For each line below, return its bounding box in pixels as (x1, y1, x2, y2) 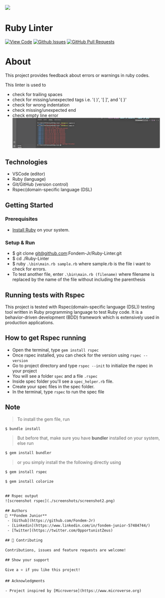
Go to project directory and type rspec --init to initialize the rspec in (12, 363, 153, 368)
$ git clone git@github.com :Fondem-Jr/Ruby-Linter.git (12, 250, 122, 256)
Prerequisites (5, 216, 38, 223)
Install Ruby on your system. (12, 227, 70, 233)
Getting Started (5, 201, 54, 209)
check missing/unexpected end (12, 107, 76, 113)
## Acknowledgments (5, 579, 45, 584)
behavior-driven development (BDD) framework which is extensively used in (5, 314, 160, 320)
